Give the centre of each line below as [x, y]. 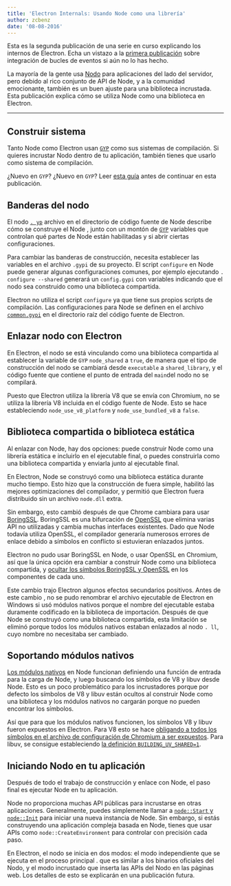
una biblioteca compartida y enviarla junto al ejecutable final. [93, 463]
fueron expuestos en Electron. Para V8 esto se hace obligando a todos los [112, 729]
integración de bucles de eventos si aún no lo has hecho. [88, 61]
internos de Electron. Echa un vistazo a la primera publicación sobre [104, 53]
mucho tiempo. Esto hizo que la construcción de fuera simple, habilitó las [111, 484]
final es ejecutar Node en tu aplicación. [63, 790]
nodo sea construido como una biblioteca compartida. [84, 286]
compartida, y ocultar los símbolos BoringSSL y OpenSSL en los [98, 569]
